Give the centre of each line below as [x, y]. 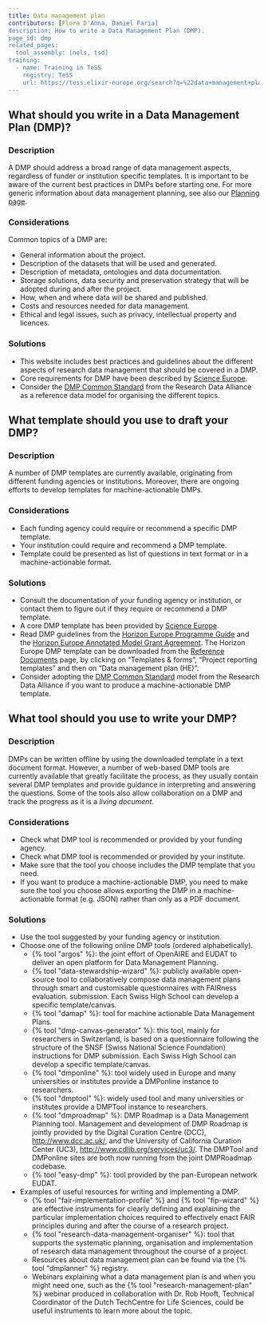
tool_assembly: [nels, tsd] [62, 53]
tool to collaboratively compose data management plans [148, 979]
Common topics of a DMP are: [58, 240]
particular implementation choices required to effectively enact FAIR [143, 1217]
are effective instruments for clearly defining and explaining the [136, 1209]
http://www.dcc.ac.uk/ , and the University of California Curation [136, 1141]
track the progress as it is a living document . [81, 801]
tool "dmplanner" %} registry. [80, 1269]
